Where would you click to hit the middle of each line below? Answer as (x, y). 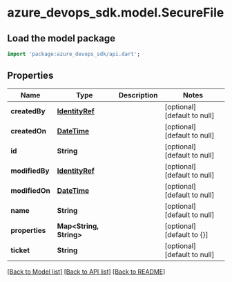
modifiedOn (30, 190)
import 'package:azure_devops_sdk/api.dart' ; (74, 54)
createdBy (28, 111)
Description (138, 95)
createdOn (29, 131)
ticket (20, 250)
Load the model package (61, 38)
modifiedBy (30, 171)
